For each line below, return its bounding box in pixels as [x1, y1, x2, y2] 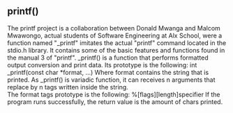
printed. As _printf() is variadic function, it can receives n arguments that [7, 76, 216, 84]
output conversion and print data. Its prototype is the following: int [7, 60, 197, 69]
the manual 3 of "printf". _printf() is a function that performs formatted [7, 53, 209, 62]
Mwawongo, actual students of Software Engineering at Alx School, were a [7, 31, 223, 40]
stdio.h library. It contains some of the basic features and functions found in [7, 46, 225, 54]
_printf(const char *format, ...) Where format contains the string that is [7, 68, 209, 76]
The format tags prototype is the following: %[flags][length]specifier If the [7, 90, 221, 98]
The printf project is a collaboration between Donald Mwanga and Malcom [7, 24, 221, 32]
